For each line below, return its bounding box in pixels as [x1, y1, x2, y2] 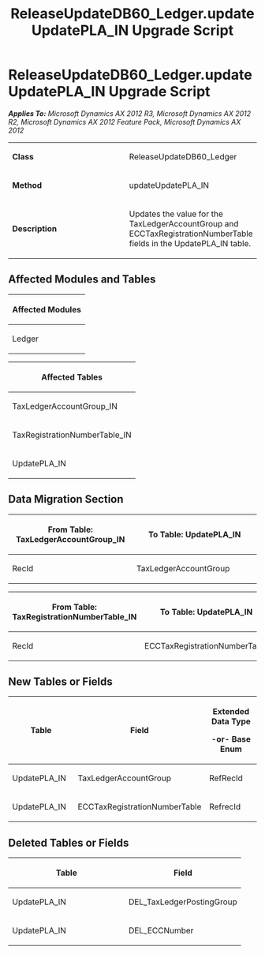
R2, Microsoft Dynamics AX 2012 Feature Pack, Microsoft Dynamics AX [8, 117, 241, 126]
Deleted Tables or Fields [8, 836, 129, 849]
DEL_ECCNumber [129, 925, 194, 936]
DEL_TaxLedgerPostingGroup [129, 896, 238, 907]
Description [12, 223, 58, 234]
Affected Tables [41, 372, 103, 383]
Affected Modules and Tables [8, 273, 156, 286]
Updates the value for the [129, 208, 223, 219]
